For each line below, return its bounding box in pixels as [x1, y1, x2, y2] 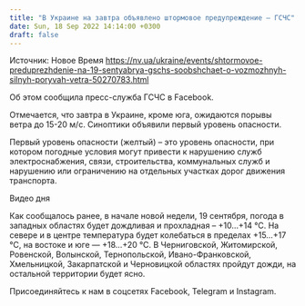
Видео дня [9, 192, 50, 204]
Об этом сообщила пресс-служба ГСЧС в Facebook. [9, 92, 214, 103]
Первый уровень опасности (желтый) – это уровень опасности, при [9, 137, 275, 148]
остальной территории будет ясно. [9, 269, 146, 280]
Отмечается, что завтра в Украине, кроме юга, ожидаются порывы [9, 110, 272, 121]
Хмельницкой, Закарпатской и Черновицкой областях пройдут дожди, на [9, 259, 297, 270]
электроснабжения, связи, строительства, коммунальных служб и [9, 156, 270, 167]
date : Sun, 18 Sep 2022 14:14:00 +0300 [9, 22, 161, 31]
